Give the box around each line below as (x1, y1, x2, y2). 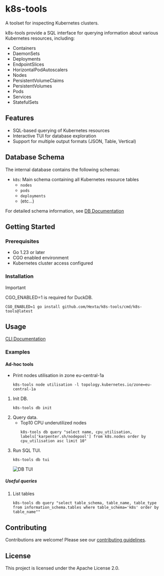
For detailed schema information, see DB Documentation (5, 208, 124, 214)
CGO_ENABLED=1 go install (5, 304, 60, 309)
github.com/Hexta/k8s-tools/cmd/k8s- (62, 304, 143, 309)
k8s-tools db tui (12, 457, 50, 463)
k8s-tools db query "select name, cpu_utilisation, (20, 429, 132, 435)
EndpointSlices (12, 61, 44, 67)
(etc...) (20, 198, 35, 204)
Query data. (12, 414, 38, 420)
